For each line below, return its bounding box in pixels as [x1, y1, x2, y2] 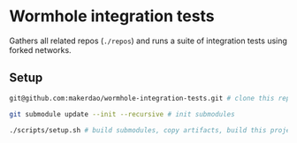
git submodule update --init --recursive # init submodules [9, 109, 236, 118]
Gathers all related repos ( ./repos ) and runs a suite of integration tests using [9, 35, 287, 46]
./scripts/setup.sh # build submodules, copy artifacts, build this [9, 125, 267, 134]
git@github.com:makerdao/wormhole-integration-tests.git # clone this [9, 94, 275, 102]
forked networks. [9, 44, 72, 55]
